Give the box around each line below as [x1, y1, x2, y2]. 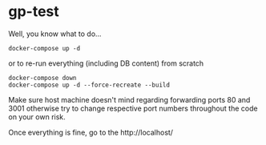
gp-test [8, 2, 60, 21]
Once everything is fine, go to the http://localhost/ [8, 127, 174, 137]
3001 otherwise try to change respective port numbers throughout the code [8, 103, 258, 113]
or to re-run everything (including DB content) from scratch [8, 58, 204, 68]
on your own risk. [8, 111, 66, 122]
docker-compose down [8, 74, 78, 82]
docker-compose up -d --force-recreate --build [8, 81, 171, 89]
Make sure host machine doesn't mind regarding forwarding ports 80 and [8, 95, 251, 104]
